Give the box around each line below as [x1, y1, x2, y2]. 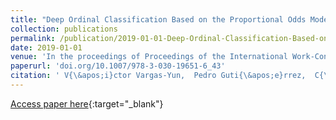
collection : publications [10, 24, 118, 34]
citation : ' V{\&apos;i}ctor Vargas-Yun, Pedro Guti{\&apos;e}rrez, [10, 71, 307, 81]
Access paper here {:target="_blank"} [10, 97, 164, 110]
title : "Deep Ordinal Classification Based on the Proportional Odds [10, 14, 307, 25]
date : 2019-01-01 [10, 42, 83, 53]
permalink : [10, 33, 56, 43]
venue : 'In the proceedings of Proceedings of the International [10, 52, 288, 62]
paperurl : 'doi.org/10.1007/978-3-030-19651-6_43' [10, 61, 226, 71]
